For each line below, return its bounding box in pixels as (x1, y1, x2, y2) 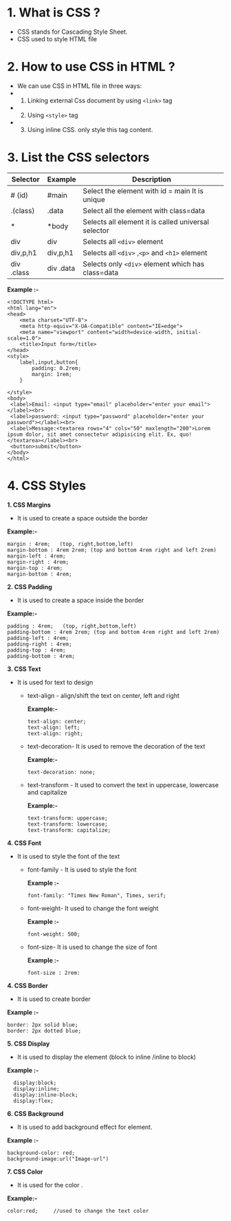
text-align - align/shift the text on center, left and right (27, 691, 180, 699)
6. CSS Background (7, 1109, 64, 1118)
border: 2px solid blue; (7, 1021, 78, 1028)
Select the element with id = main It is (82, 186, 204, 195)
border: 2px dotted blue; (7, 1027, 81, 1034)
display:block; (13, 1079, 57, 1086)
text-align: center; (27, 718, 87, 725)
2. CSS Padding (7, 582, 53, 591)
